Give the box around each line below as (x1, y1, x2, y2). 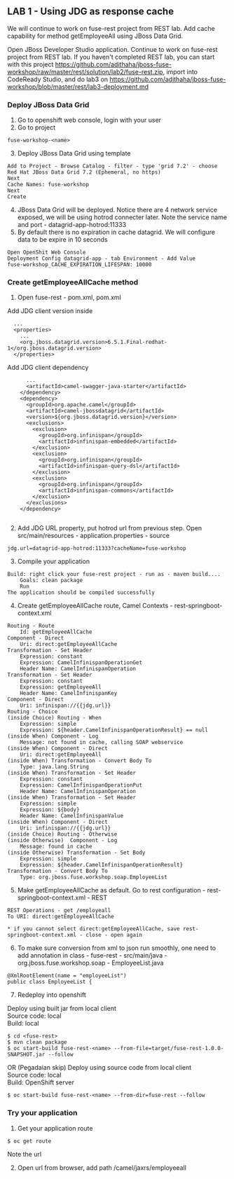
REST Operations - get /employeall (7, 907, 111, 914)
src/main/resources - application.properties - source (17, 532, 170, 540)
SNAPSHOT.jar (7, 1051, 46, 1059)
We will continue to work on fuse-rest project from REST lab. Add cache (7, 24, 215, 32)
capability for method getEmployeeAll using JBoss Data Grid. (7, 32, 184, 40)
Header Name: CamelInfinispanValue (20, 813, 124, 820)
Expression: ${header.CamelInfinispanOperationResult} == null (20, 726, 209, 734)
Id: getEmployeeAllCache (20, 628, 92, 636)
